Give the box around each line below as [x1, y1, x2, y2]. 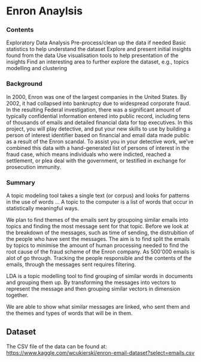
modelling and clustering [6, 65, 68, 72]
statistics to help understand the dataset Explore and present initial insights [6, 46, 191, 53]
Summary [6, 178, 36, 186]
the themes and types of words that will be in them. [6, 310, 133, 317]
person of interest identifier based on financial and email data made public [6, 131, 190, 138]
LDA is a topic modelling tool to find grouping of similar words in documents [6, 273, 193, 280]
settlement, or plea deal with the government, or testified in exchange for [6, 157, 187, 164]
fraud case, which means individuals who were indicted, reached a [6, 150, 171, 158]
